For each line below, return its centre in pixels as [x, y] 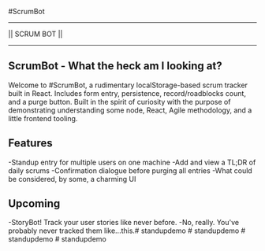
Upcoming [34, 204]
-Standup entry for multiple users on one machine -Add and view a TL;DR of [132, 162]
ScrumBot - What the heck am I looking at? [115, 66]
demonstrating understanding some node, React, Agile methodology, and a [130, 110]
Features [30, 144]
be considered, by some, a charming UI [72, 179]
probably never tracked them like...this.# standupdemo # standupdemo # [127, 231]
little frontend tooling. [43, 118]
